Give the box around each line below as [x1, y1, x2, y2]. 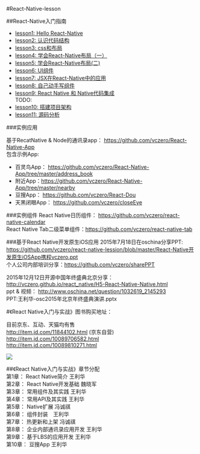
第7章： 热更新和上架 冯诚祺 [6, 418, 76, 425]
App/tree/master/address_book [14, 170, 93, 177]
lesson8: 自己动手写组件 [14, 82, 75, 89]
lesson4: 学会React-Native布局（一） [14, 52, 107, 59]
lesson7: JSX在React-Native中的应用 [14, 75, 107, 81]
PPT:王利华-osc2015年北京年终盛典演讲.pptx [6, 295, 117, 302]
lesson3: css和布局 [14, 45, 63, 51]
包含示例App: [6, 151, 39, 157]
